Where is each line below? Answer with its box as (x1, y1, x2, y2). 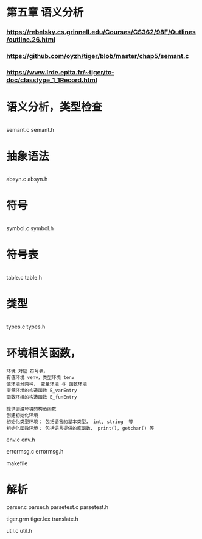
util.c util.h (6, 527, 32, 534)
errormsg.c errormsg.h (6, 447, 64, 455)
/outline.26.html (6, 35, 56, 44)
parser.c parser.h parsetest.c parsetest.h (6, 503, 109, 510)
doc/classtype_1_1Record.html (6, 76, 97, 84)
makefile (6, 459, 28, 467)
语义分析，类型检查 (6, 100, 103, 114)
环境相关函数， (6, 346, 82, 360)
